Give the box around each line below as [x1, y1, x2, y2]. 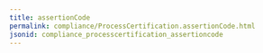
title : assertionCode [9, 13, 91, 22]
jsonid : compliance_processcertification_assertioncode [9, 30, 223, 39]
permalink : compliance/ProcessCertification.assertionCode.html [9, 22, 256, 31]
